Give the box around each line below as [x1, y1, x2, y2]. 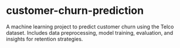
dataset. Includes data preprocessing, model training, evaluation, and [6, 29, 174, 36]
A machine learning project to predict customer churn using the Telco [6, 23, 174, 30]
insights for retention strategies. [6, 35, 83, 42]
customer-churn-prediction [6, 4, 144, 17]
